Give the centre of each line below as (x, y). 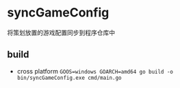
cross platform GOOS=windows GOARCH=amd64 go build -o (95, 71)
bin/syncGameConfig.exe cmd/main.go (69, 78)
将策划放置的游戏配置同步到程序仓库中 (61, 32)
